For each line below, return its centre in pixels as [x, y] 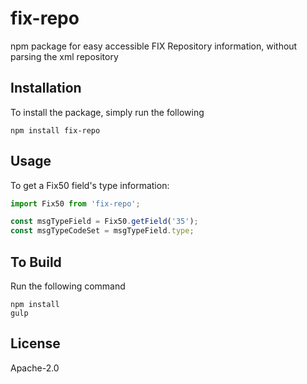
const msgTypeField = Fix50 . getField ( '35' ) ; [104, 222]
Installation [46, 88]
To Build [36, 262]
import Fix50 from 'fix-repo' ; [75, 203]
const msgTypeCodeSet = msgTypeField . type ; [102, 231]
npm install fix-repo [55, 130]
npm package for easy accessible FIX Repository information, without [154, 46]
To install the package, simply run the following [107, 112]
